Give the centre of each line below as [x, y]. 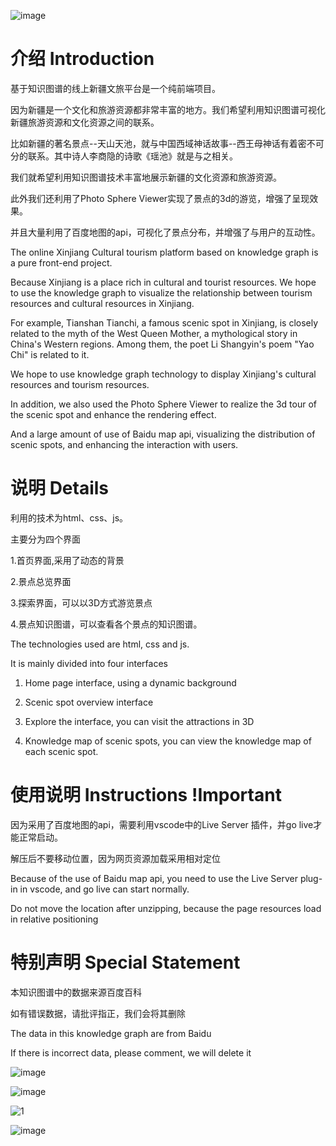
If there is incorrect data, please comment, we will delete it [131, 1052]
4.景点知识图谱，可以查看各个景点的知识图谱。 [106, 624]
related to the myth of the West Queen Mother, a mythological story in [154, 333]
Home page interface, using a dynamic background [130, 682]
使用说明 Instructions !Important [146, 795]
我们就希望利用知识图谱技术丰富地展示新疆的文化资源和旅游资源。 [146, 177]
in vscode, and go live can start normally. [104, 889]
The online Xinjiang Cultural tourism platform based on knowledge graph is [164, 252]
